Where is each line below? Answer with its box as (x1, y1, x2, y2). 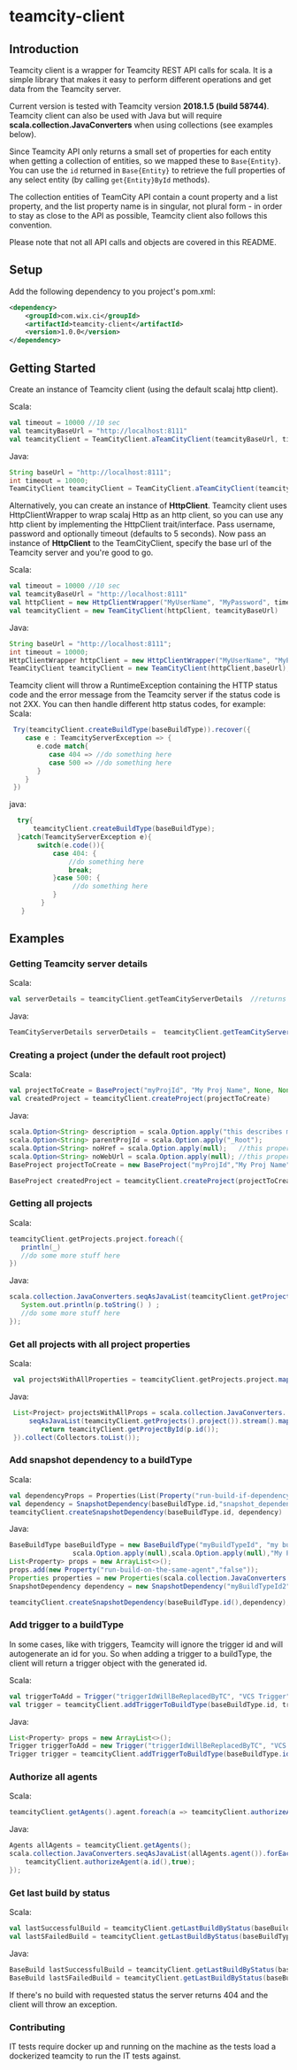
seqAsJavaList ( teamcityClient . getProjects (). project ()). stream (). (28, 1416, 278, 1426)
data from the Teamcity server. (9, 84, 122, 94)
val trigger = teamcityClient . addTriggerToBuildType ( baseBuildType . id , (9, 1700, 278, 1709)
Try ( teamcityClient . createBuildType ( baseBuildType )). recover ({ (12, 726, 251, 735)
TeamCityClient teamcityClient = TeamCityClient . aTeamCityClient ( (9, 484, 259, 493)
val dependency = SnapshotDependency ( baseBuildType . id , (9, 1499, 219, 1508)
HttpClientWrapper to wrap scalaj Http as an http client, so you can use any (9, 510, 284, 520)
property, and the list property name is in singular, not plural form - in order (9, 201, 283, 212)
